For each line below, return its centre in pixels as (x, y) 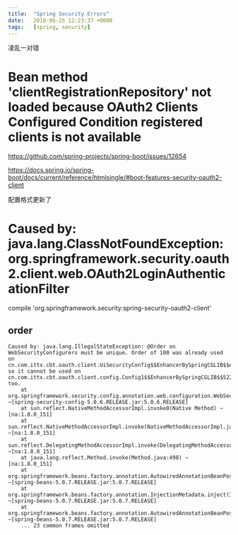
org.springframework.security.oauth (119, 259)
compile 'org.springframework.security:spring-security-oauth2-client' (110, 308)
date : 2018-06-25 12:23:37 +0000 (60, 20)
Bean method (48, 77)
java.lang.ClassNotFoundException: (116, 244)
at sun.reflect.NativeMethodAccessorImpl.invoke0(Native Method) (119, 409)
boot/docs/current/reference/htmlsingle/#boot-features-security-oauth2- (115, 178)
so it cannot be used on (44, 371)
